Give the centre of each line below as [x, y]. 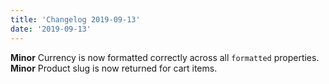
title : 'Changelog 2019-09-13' [75, 19]
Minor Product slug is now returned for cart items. [114, 68]
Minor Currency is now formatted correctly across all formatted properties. [165, 57]
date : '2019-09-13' [51, 29]
